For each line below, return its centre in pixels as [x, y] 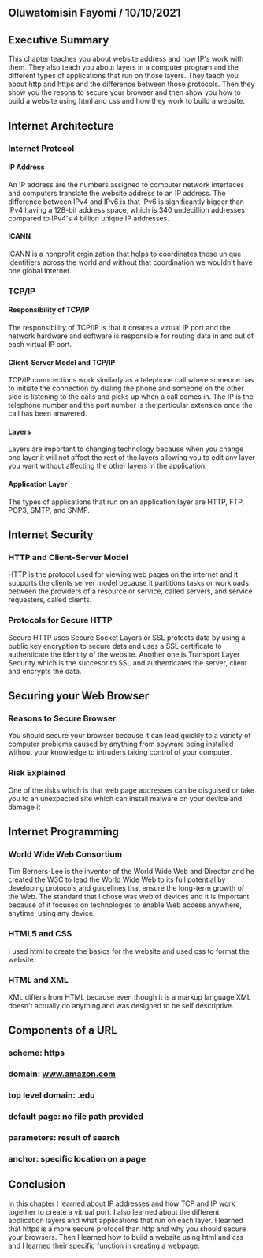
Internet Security [51, 535]
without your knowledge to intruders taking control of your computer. [120, 752]
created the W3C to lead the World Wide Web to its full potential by [117, 879]
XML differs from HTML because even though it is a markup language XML [130, 997]
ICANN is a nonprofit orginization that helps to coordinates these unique [125, 254]
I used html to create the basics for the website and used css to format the [129, 951]
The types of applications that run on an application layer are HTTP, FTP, [126, 502]
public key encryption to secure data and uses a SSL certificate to [115, 646]
